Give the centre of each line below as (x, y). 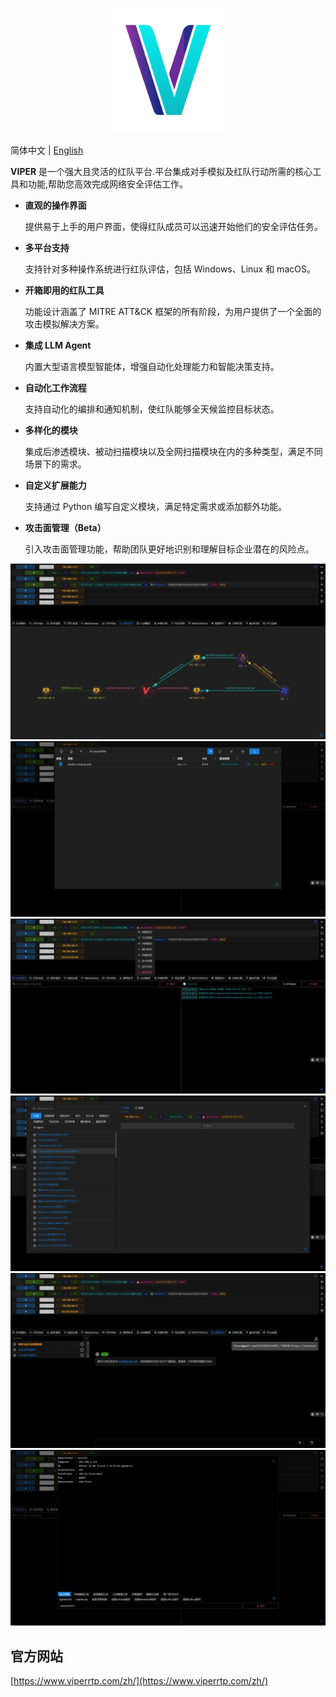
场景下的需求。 (55, 464)
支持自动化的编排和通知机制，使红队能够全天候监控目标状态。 (152, 409)
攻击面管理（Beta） (65, 527)
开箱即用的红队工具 (64, 290)
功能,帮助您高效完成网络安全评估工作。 (108, 184)
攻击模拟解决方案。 (64, 324)
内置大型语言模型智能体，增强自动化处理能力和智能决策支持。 (152, 366)
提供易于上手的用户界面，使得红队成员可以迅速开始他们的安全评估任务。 (173, 226)
